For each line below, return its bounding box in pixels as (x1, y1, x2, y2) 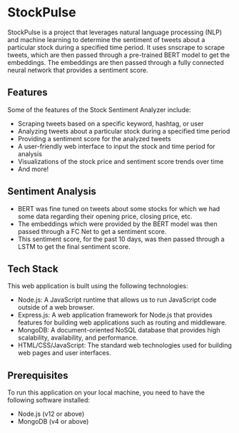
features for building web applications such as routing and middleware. (17, 318, 227, 327)
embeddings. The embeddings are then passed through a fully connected (7, 58, 225, 66)
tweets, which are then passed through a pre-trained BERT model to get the (7, 51, 230, 59)
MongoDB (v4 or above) (17, 417, 89, 426)
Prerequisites (7, 369, 68, 382)
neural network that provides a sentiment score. (7, 66, 148, 74)
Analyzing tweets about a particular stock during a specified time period (17, 126, 230, 136)
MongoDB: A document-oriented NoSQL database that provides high (17, 326, 220, 335)
